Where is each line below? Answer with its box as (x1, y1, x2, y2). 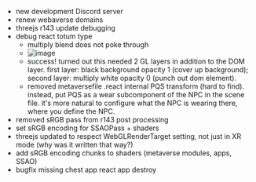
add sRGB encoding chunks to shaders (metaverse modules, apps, (15, 148, 232, 158)
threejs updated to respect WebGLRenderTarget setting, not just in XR (15, 132, 242, 140)
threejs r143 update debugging (15, 24, 116, 32)
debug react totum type (15, 31, 93, 41)
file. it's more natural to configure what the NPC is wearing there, (27, 98, 238, 107)
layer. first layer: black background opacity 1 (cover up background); (27, 65, 249, 74)
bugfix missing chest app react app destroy (15, 165, 157, 174)
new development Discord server (15, 7, 124, 16)
